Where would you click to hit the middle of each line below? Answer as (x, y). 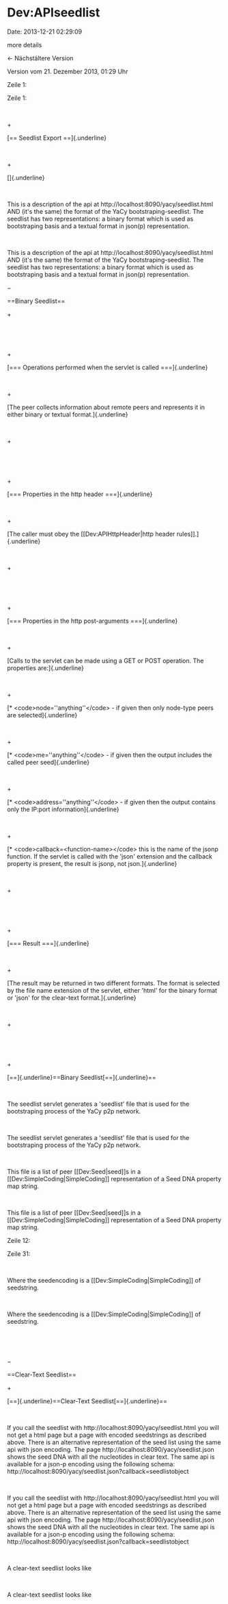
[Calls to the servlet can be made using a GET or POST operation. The (105, 661)
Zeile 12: (19, 1240)
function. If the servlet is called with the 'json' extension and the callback (110, 856)
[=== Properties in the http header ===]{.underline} (80, 494)
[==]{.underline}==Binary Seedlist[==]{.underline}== (82, 1077)
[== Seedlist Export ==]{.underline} (57, 138)
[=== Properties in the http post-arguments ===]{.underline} (92, 621)
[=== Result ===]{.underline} (48, 943)
